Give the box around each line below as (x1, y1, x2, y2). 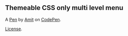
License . (5, 26, 23, 32)
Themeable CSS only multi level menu (5, 4, 124, 12)
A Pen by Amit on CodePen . (5, 16, 61, 22)
